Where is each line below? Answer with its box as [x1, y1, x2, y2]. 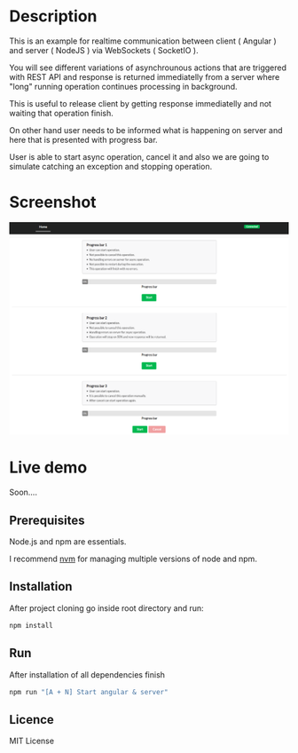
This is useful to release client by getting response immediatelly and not [9, 98, 272, 108]
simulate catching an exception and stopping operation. [9, 161, 213, 171]
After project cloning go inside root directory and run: [9, 602, 204, 614]
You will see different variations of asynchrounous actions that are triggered [9, 62, 286, 73]
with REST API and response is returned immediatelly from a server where [9, 71, 280, 82]
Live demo [9, 457, 88, 478]
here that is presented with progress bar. [9, 134, 158, 145]
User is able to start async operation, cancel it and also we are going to [9, 151, 270, 162]
